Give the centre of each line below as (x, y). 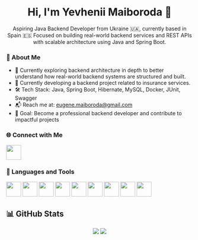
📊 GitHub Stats (35, 214)
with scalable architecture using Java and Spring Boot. (100, 42)
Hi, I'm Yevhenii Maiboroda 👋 (100, 12)
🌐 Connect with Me (35, 135)
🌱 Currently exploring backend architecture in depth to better (89, 70)
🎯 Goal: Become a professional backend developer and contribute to (98, 113)
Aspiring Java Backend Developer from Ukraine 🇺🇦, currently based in (100, 29)
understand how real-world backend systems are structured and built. (100, 77)
